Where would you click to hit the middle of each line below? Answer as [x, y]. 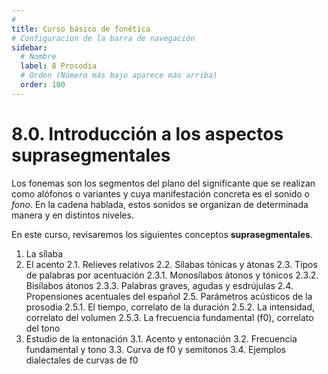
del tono [43, 328]
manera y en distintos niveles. [72, 215]
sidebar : [29, 47]
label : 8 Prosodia [59, 66]
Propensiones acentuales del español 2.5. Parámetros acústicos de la [169, 296]
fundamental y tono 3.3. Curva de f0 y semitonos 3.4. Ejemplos [155, 349]
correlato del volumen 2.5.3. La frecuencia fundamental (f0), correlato [169, 317]
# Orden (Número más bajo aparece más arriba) [119, 76]
